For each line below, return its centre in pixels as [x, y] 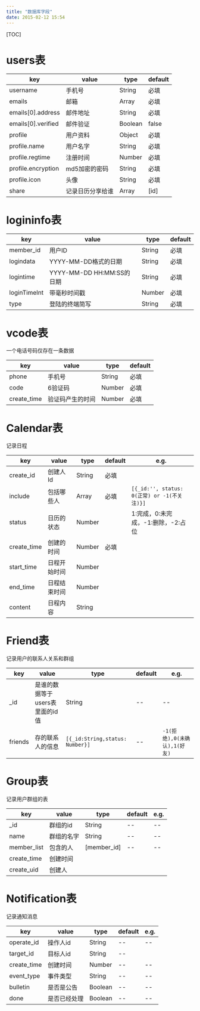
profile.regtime [30, 157]
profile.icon [25, 180]
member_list [26, 848]
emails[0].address [35, 113]
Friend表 [28, 641]
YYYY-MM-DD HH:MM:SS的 [90, 273]
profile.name [27, 146]
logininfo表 [34, 220]
